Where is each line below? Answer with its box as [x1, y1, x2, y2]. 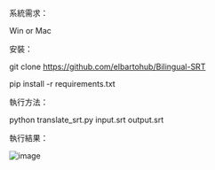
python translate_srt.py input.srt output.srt [9, 114, 164, 125]
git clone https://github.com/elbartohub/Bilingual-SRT [9, 61, 206, 72]
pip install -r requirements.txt [9, 79, 115, 89]
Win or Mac [9, 26, 52, 35]
